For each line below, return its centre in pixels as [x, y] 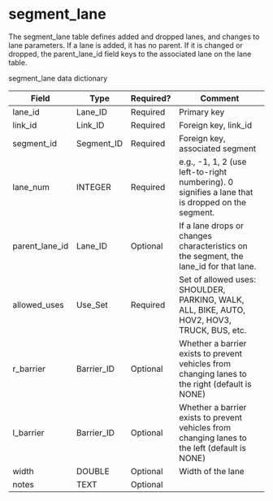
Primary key [201, 112]
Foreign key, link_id [215, 125]
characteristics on [213, 246]
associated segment [217, 149]
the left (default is [212, 447]
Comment [220, 98]
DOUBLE [93, 471]
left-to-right [203, 171]
